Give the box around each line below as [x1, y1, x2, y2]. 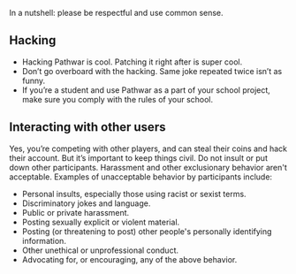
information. [21, 235, 66, 246]
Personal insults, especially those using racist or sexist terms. [21, 188, 247, 199]
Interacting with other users [9, 119, 166, 135]
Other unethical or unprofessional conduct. [21, 245, 179, 255]
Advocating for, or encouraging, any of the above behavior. [21, 254, 238, 264]
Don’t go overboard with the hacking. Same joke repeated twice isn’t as [21, 65, 283, 76]
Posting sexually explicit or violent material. [21, 217, 180, 227]
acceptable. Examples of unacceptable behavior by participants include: [9, 171, 272, 182]
